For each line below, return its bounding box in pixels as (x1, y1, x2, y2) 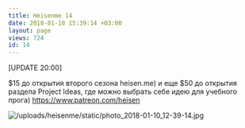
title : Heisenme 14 (8, 11, 73, 20)
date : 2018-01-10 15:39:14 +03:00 (8, 19, 123, 27)
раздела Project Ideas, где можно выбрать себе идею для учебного (8, 87, 238, 96)
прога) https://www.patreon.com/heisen (8, 95, 140, 105)
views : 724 (8, 33, 44, 42)
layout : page (8, 26, 52, 34)
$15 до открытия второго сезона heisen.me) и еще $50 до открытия (8, 79, 238, 88)
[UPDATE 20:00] (8, 63, 63, 72)
